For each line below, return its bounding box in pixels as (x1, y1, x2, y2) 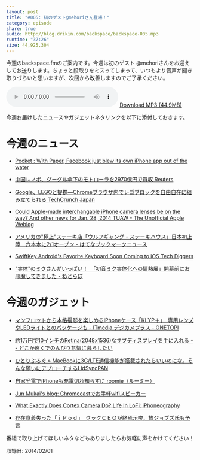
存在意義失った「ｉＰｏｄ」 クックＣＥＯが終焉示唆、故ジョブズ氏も (14, 414, 185, 421)
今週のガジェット (6, 296, 91, 309)
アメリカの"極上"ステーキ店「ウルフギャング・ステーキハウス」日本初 (14, 233, 187, 240)
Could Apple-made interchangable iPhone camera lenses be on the (14, 208, 181, 215)
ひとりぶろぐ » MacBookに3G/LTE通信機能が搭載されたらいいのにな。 (14, 357, 188, 364)
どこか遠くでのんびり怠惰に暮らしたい (19, 344, 113, 351)
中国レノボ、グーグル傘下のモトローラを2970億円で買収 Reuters (14, 175, 174, 183)
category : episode (6, 20, 52, 26)
